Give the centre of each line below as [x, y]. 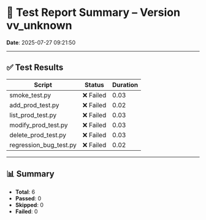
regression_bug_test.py [43, 145]
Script [43, 85]
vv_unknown [39, 25]
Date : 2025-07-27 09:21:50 [41, 42]
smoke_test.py [30, 95]
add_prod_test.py [34, 105]
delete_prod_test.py [38, 135]
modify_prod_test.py [39, 125]
